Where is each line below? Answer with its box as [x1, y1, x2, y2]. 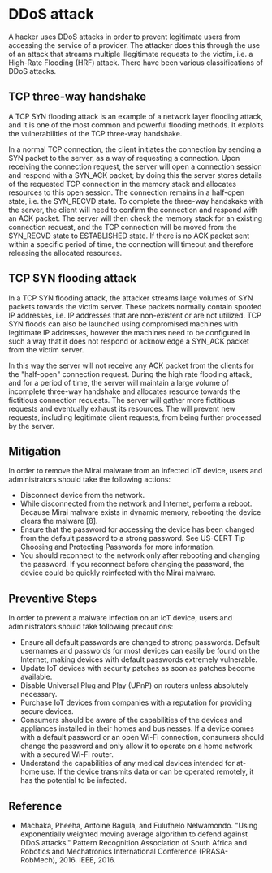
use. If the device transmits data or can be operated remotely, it [41, 767, 254, 776]
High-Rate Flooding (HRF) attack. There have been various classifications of [8, 58, 264, 67]
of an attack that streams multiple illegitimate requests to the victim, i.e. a [8, 49, 253, 58]
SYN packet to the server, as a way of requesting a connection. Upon [8, 153, 240, 162]
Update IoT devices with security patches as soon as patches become [19, 663, 256, 673]
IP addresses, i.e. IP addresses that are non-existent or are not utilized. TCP [8, 310, 261, 320]
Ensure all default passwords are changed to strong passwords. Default [19, 637, 260, 647]
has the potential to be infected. [19, 776, 127, 785]
